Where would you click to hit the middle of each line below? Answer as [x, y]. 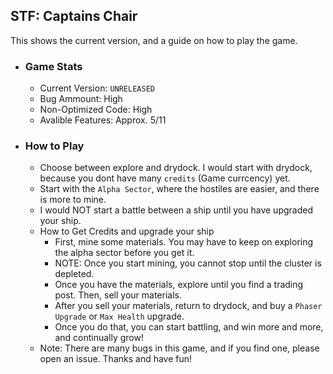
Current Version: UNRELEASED [97, 88]
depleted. [74, 274]
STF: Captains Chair [74, 16]
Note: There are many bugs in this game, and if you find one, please [179, 348]
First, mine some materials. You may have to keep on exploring [184, 242]
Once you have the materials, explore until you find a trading [179, 285]
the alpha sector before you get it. [124, 253]
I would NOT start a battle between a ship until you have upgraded [176, 210]
